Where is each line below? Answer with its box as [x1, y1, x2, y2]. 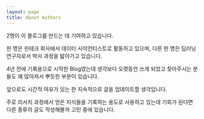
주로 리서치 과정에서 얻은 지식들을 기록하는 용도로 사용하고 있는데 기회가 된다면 [6, 98, 194, 106]
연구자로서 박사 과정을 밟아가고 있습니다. [6, 52, 102, 59]
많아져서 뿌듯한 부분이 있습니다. [24, 72, 99, 80]
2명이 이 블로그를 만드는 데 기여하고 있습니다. [6, 31, 114, 39]
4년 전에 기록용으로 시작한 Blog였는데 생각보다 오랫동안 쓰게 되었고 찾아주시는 [6, 65, 192, 72]
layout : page [6, 8, 40, 15]
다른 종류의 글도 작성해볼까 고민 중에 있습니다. [6, 106, 116, 113]
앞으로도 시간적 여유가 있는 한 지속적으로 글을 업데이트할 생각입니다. [6, 85, 167, 92]
